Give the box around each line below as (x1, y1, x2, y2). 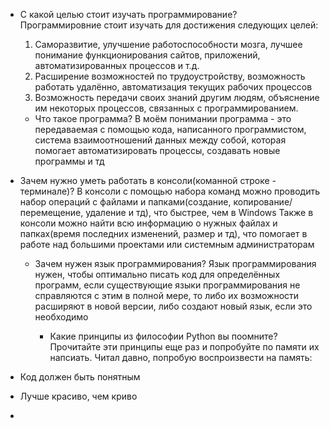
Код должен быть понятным (19, 371, 141, 383)
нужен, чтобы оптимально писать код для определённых (34, 269, 281, 280)
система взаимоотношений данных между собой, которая (34, 134, 287, 146)
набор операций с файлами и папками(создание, (19, 196, 232, 208)
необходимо (34, 311, 89, 323)
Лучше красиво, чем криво (19, 390, 138, 402)
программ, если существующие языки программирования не (34, 279, 301, 291)
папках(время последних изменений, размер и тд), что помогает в (19, 228, 308, 239)
